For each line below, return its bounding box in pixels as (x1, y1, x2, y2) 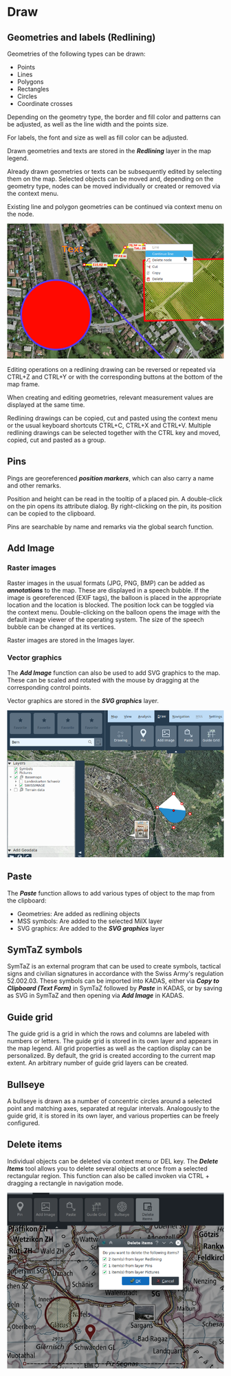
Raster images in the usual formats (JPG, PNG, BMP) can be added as (7, 579, 205, 587)
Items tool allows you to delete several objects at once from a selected (7, 1164, 208, 1173)
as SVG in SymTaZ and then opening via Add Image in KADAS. (7, 991, 184, 1000)
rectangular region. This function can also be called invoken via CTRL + (7, 1171, 210, 1179)
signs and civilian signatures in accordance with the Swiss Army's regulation (7, 970, 224, 978)
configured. (7, 1119, 40, 1127)
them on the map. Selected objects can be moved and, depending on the (7, 175, 214, 183)
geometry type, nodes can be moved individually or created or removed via (7, 182, 221, 190)
